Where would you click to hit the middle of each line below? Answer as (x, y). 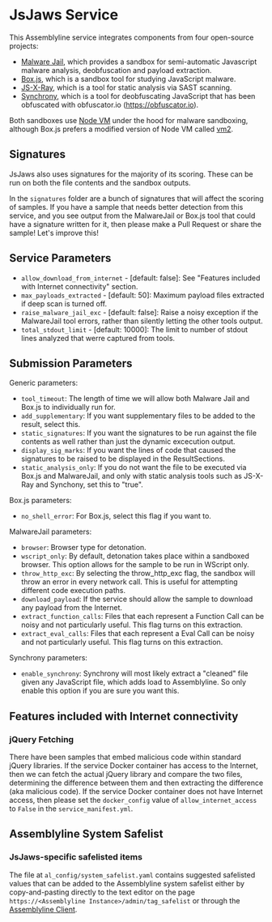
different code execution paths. (73, 591)
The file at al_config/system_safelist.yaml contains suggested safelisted (132, 875)
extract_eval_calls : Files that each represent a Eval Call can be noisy (138, 634)
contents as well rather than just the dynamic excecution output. (128, 442)
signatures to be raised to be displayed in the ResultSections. (123, 459)
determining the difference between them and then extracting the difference (136, 783)
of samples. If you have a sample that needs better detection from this (126, 207)
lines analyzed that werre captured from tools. (98, 338)
